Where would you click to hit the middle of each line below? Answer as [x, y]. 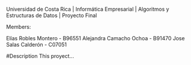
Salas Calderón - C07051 [36, 45]
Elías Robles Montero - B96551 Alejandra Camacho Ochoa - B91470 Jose [95, 38]
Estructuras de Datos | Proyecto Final [52, 15]
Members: [19, 27]
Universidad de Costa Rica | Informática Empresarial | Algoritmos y [88, 9]
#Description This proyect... [40, 56]
